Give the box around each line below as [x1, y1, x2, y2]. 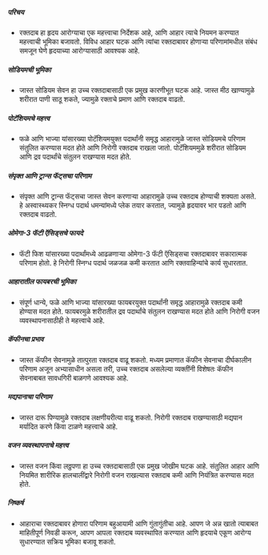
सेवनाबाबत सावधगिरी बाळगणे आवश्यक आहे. [18, 373, 129, 383]
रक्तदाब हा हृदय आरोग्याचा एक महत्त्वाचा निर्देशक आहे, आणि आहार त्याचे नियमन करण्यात [18, 27, 239, 37]
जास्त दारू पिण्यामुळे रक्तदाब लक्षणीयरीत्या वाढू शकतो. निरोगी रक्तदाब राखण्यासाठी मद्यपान [18, 412, 243, 422]
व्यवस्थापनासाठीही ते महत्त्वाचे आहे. [18, 316, 105, 325]
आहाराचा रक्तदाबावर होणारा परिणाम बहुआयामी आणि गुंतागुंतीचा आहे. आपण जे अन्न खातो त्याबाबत [18, 518, 259, 529]
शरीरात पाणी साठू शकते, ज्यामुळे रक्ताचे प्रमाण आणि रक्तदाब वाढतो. [18, 94, 186, 104]
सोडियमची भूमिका [7, 65, 51, 74]
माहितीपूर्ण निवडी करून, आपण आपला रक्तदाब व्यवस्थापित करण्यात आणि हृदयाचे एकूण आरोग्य [18, 528, 251, 537]
